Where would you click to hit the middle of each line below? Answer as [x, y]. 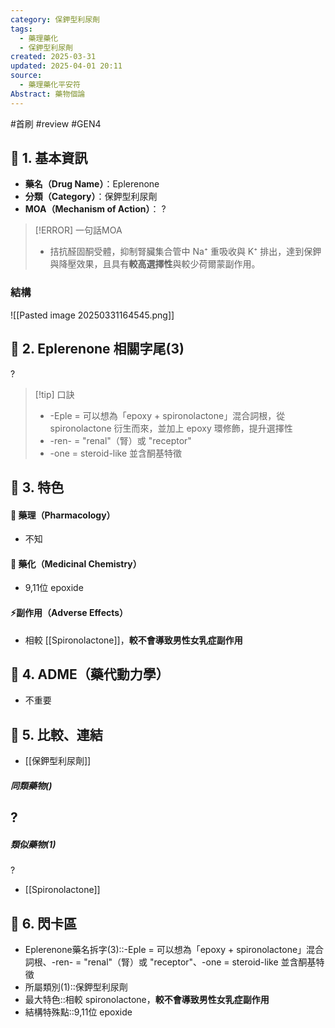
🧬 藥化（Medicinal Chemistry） [76, 563]
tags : [21, 29]
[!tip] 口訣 [54, 394]
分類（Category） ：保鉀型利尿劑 [91, 197]
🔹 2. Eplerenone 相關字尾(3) [97, 349]
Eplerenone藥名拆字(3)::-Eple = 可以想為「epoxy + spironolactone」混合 [174, 949]
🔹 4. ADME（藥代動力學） [90, 674]
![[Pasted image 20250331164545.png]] [92, 315]
